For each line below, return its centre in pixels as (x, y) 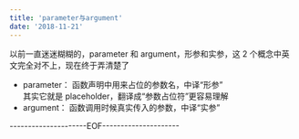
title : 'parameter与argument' (66, 18)
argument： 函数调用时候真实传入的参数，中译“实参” (121, 107)
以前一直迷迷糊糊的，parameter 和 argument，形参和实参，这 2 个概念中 (146, 53)
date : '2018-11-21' (46, 27)
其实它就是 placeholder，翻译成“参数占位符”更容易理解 (126, 96)
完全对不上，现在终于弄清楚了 (73, 65)
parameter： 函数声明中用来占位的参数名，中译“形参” (123, 84)
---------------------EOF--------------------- (94, 125)
